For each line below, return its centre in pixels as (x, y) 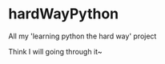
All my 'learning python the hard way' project (82, 36)
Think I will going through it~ (55, 51)
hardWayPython (64, 14)
